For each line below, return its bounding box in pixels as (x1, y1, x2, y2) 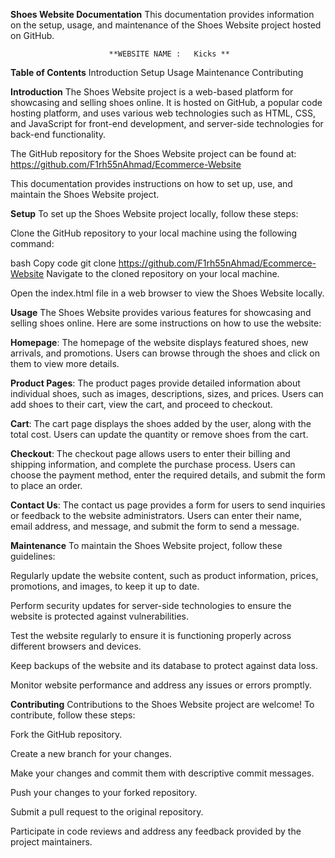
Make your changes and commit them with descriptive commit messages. (10, 767, 315, 779)
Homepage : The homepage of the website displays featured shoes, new (10, 337, 309, 348)
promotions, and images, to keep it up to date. (10, 580, 200, 592)
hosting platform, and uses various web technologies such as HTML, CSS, (10, 107, 316, 119)
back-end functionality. (10, 129, 107, 140)
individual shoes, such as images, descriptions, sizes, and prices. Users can (10, 388, 324, 399)
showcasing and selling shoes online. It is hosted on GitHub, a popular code (10, 97, 323, 108)
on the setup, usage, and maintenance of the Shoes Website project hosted (10, 19, 322, 31)
